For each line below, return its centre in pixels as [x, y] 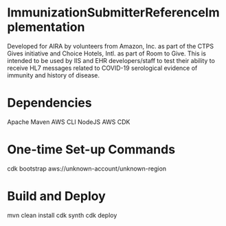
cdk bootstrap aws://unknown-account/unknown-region [87, 168]
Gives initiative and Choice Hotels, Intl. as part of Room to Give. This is [106, 53]
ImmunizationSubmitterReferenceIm [113, 13]
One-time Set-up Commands [91, 150]
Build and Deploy [57, 196]
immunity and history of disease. [53, 75]
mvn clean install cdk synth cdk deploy [62, 215]
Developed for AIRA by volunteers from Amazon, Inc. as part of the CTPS [111, 46]
